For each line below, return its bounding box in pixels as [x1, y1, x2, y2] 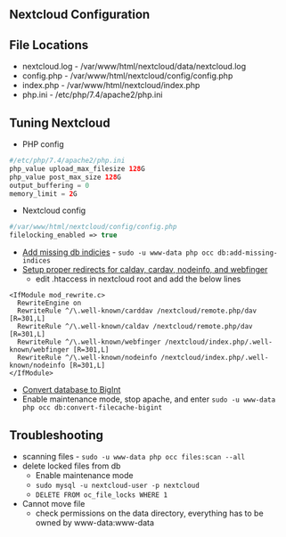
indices [21, 256, 51, 265]
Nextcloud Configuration [9, 7, 151, 22]
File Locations [9, 37, 89, 53]
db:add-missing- [217, 248, 278, 257]
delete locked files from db [21, 460, 121, 471]
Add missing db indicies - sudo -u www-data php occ [21, 247, 214, 257]
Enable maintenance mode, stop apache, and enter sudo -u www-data [21, 394, 276, 404]
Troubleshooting [9, 427, 104, 443]
